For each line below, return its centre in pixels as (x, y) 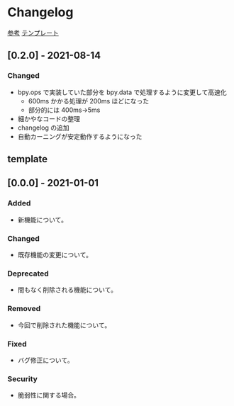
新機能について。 (42, 220)
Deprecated (28, 274)
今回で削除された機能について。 (64, 325)
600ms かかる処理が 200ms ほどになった (89, 101)
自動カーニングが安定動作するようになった (80, 136)
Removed (24, 309)
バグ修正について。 (45, 360)
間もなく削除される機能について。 (67, 290)
